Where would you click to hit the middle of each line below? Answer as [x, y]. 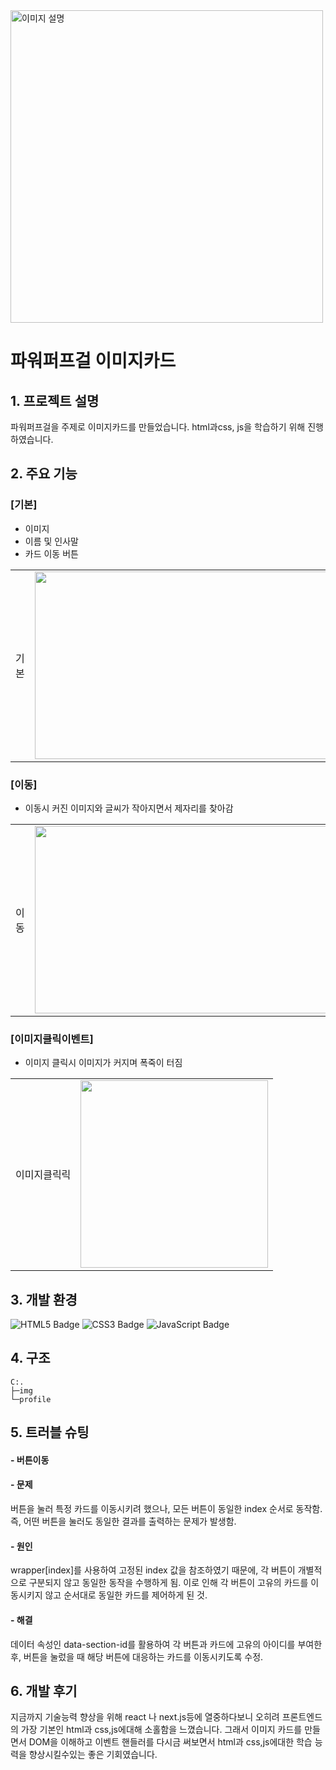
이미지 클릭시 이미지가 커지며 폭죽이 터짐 [103, 1063]
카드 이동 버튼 [51, 553]
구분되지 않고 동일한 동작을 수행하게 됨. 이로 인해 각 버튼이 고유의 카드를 [168, 1583]
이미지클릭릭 [43, 1175]
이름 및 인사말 [51, 541]
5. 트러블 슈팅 [50, 1432]
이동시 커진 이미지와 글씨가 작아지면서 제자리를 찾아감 [129, 808]
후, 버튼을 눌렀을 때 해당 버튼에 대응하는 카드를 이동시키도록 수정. [137, 1656]
